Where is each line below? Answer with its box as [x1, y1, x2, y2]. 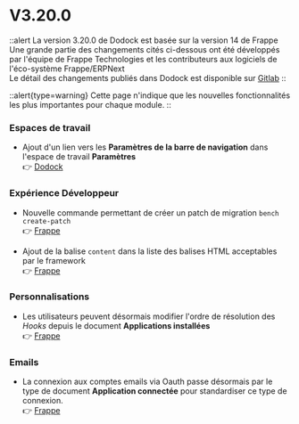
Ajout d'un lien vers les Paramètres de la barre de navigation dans [21, 142, 269, 152]
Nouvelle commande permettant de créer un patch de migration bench [21, 207, 279, 218]
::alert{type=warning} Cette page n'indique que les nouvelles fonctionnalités [9, 90, 291, 101]
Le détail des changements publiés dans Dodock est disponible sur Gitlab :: [9, 72, 287, 83]
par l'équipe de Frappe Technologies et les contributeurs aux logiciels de [9, 53, 278, 64]
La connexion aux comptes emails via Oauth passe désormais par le [21, 376, 273, 387]
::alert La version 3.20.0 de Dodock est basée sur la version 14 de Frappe [9, 35, 278, 45]
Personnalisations [9, 290, 90, 303]
